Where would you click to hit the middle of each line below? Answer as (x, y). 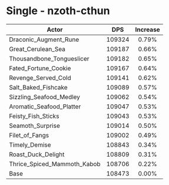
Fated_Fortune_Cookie (40, 68)
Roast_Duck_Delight (37, 154)
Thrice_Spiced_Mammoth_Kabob (55, 164)
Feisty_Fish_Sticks (34, 116)
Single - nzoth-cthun (58, 11)
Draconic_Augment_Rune (44, 39)
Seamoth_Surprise (34, 125)
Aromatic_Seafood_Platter (45, 106)
